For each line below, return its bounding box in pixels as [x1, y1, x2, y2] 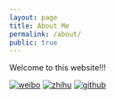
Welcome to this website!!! [9, 62, 107, 73]
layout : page [9, 12, 58, 22]
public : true [9, 37, 58, 47]
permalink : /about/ [9, 29, 82, 38]
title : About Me [9, 21, 70, 30]
